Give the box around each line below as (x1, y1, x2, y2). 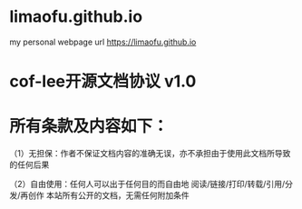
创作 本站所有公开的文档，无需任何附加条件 (28, 190, 190, 201)
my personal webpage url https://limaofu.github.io (9, 36, 197, 47)
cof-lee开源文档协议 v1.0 (9, 71, 197, 92)
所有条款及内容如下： (9, 116, 170, 137)
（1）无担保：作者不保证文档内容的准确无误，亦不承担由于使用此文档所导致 (9, 148, 291, 159)
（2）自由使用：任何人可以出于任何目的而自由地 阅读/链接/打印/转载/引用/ (9, 179, 286, 190)
